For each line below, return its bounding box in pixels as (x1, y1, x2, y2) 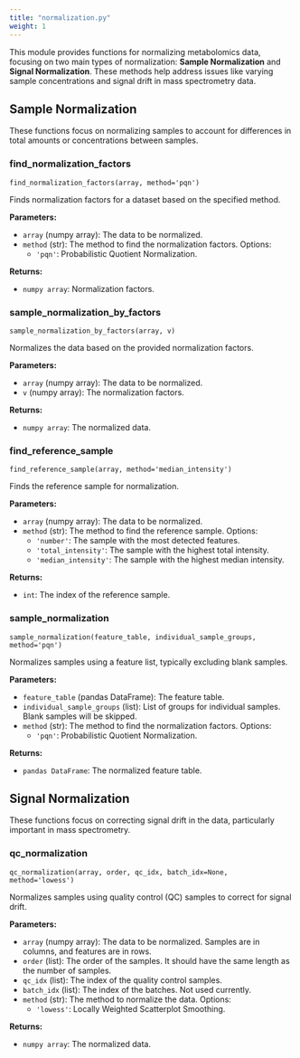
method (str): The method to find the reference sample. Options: (22, 525, 258, 536)
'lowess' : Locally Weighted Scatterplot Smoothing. (35, 1003, 226, 1014)
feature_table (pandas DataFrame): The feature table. (22, 691, 225, 702)
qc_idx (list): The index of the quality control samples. (22, 974, 223, 986)
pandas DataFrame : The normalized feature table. (22, 765, 202, 776)
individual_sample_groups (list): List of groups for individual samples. (22, 701, 281, 712)
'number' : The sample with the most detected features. (35, 535, 240, 546)
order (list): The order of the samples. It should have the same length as (22, 955, 291, 966)
